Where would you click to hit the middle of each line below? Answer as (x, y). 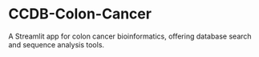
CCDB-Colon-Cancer (80, 14)
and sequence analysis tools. (57, 44)
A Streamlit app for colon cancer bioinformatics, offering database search (130, 36)
